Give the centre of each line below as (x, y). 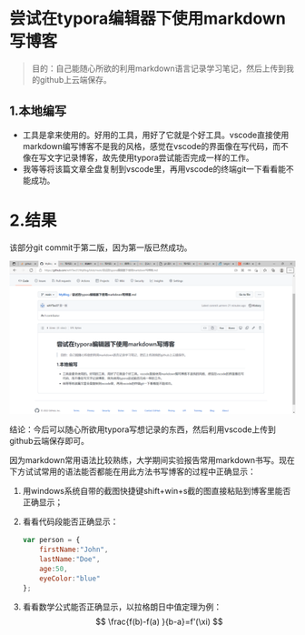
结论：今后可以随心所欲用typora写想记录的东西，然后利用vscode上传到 (143, 429)
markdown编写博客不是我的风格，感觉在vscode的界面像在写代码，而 (152, 146)
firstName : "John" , (74, 550)
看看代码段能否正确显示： (70, 522)
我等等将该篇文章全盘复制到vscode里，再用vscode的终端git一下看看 (150, 168)
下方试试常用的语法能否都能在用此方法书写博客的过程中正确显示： (133, 472)
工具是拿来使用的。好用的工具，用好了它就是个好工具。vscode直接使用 (156, 135)
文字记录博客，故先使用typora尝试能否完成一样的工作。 (150, 157)
